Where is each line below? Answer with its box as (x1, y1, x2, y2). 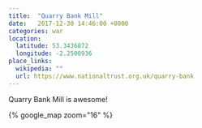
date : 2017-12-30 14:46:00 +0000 (8, 19, 129, 28)
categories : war (8, 27, 63, 35)
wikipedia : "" (15, 65, 63, 73)
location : (8, 34, 42, 43)
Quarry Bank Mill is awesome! (8, 94, 108, 104)
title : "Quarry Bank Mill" (8, 11, 104, 20)
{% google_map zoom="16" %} (8, 110, 114, 120)
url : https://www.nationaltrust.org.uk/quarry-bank (15, 72, 195, 80)
